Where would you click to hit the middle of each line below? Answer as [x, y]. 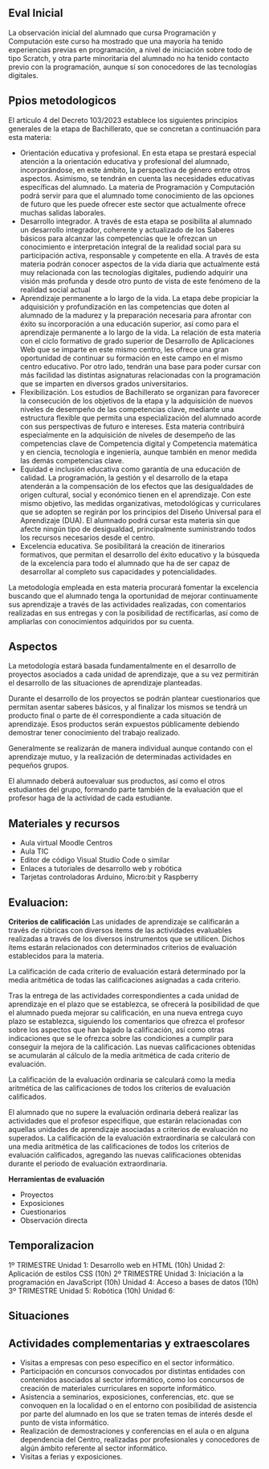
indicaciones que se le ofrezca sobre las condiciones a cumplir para [121, 1039]
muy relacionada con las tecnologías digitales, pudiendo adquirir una [134, 272]
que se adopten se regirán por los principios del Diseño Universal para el [141, 512]
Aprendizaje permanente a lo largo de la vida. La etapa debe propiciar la [139, 298]
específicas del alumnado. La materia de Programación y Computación [137, 187]
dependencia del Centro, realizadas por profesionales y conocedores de [140, 1440]
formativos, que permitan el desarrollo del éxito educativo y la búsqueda [140, 554]
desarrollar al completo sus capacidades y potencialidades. [118, 571]
